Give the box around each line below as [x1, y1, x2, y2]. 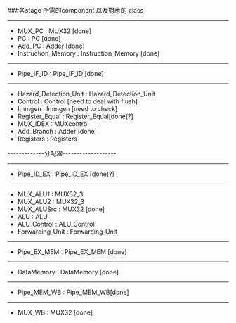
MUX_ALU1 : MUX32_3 [17, 190, 84, 198]
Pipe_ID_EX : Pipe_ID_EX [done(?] [17, 170, 114, 178]
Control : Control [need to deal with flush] [17, 97, 138, 106]
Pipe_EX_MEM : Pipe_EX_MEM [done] [17, 248, 127, 255]
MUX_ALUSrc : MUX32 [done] [17, 205, 105, 213]
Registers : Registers [17, 134, 77, 143]
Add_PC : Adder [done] [17, 42, 86, 50]
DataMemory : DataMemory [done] [17, 268, 119, 276]
